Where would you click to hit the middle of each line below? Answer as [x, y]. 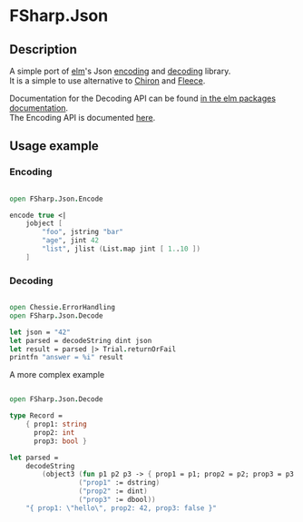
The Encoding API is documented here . [83, 118]
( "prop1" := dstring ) [119, 483]
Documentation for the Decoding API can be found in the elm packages [143, 98]
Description [43, 49]
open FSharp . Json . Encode [56, 199]
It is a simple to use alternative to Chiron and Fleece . [108, 81]
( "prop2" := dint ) [113, 491]
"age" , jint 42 [71, 241]
